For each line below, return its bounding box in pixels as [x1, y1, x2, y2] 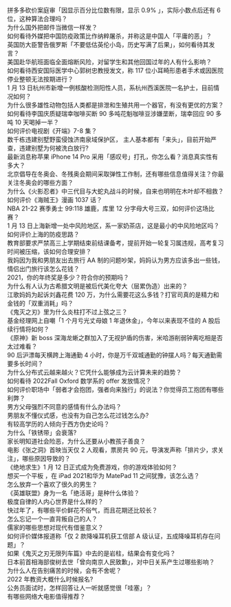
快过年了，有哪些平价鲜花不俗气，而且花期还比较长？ [7, 506, 158, 514]
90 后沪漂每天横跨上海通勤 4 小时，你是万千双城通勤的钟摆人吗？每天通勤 [7, 351, 217, 359]
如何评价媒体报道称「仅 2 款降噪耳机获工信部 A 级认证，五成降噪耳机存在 [7, 532, 214, 540]
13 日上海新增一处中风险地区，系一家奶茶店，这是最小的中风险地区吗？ [19, 221, 220, 230]
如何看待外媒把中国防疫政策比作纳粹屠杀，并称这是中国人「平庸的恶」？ [7, 32, 212, 40]
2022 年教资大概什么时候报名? [7, 575, 93, 583]
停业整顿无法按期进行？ [7, 75, 74, 83]
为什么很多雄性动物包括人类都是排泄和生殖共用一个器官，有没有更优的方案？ [7, 101, 224, 109]
